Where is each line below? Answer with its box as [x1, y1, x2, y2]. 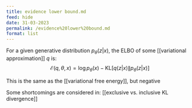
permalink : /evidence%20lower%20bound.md [6, 25, 111, 31]
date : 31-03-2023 [6, 20, 49, 26]
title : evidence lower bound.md [6, 8, 86, 15]
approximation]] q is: [6, 55, 57, 62]
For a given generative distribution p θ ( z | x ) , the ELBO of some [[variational [6, 47, 187, 55]
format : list [6, 31, 39, 37]
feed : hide [6, 14, 33, 20]
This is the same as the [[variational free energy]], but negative [6, 77, 160, 84]
